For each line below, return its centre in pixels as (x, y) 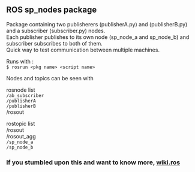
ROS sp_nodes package (52, 10)
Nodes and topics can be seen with (50, 78)
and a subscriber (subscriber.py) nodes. (56, 31)
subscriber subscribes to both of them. (55, 43)
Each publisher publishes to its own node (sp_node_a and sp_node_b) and (98, 37)
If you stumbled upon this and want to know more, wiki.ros (93, 162)
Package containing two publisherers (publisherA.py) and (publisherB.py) (97, 24)
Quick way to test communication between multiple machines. (83, 50)
